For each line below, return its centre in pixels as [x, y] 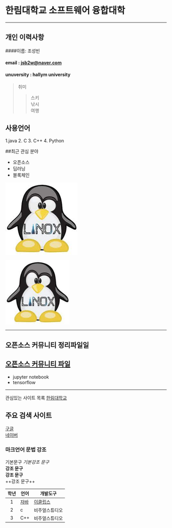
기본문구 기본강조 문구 [27, 462]
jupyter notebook [31, 377]
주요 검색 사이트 [29, 415]
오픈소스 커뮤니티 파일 [38, 364]
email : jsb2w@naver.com [34, 63]
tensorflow [24, 382]
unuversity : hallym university [38, 74]
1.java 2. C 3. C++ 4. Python [35, 141]
